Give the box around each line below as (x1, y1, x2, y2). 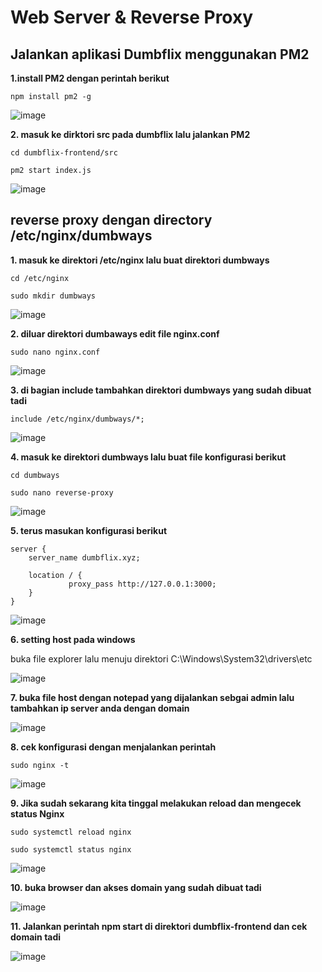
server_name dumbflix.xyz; (28, 552, 141, 563)
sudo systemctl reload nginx (10, 827, 132, 837)
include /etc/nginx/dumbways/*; (10, 414, 145, 424)
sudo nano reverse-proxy (10, 487, 114, 498)
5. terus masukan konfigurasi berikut (10, 524, 168, 536)
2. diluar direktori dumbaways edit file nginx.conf (10, 327, 220, 340)
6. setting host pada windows (10, 633, 136, 645)
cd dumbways (10, 470, 60, 480)
